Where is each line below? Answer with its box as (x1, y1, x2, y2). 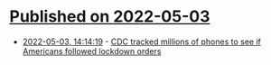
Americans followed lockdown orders (22, 45, 162, 56)
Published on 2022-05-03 (9, 6, 210, 27)
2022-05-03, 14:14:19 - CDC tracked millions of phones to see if (22, 36, 262, 47)
